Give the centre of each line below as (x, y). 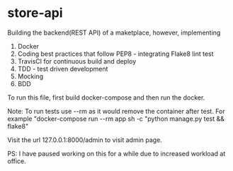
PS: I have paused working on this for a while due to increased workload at (116, 153)
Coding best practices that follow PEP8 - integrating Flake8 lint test (115, 54)
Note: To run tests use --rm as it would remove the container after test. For (116, 111)
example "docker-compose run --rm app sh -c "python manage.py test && (116, 119)
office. (17, 161)
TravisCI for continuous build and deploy (77, 61)
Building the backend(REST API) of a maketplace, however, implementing (114, 33)
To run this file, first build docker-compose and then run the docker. (106, 98)
